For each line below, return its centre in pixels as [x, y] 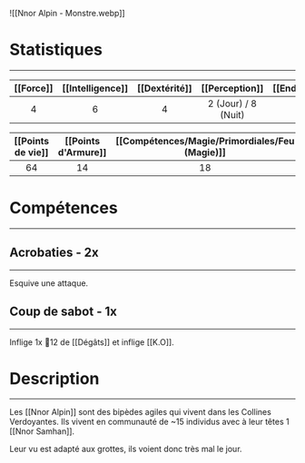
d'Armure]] [82, 152]
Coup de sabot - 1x [64, 312]
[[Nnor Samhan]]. [42, 431]
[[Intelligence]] [95, 88]
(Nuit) [232, 114]
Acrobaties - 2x [54, 253]
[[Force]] [34, 88]
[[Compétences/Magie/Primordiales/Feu [205, 141]
